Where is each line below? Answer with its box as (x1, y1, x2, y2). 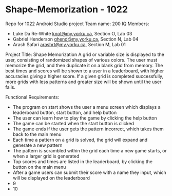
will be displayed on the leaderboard (12, 174, 90, 181)
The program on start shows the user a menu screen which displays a (12, 104, 161, 110)
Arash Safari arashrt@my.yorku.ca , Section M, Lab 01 (12, 41, 126, 47)
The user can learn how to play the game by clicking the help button (12, 114, 158, 121)
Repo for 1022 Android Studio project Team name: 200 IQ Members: (5, 21, 149, 27)
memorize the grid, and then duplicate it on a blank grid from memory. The (5, 62, 163, 68)
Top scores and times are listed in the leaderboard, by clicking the (12, 158, 153, 165)
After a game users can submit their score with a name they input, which (12, 169, 167, 175)
